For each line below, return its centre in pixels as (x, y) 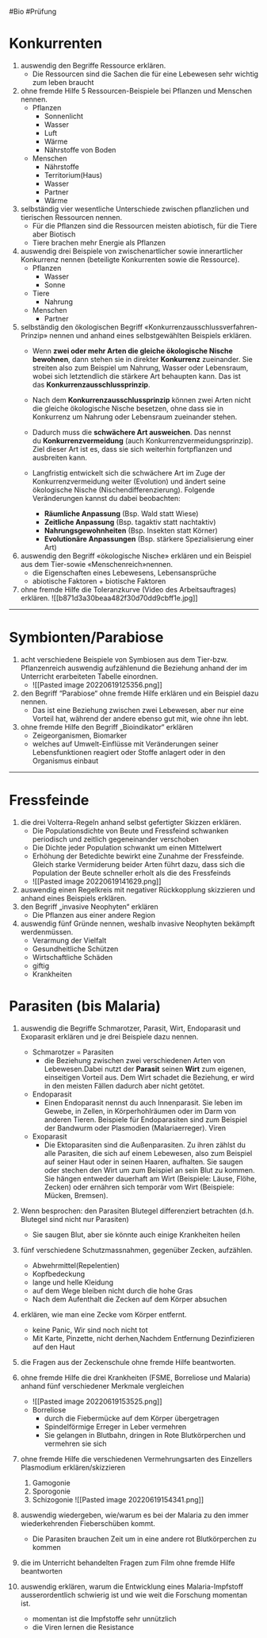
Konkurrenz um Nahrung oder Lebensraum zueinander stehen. (135, 417)
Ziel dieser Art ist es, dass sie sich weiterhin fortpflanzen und (132, 449)
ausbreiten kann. (60, 457)
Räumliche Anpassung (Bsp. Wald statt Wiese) (121, 513)
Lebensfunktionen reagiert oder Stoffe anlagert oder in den (129, 752)
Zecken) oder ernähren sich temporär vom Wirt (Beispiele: (139, 1187)
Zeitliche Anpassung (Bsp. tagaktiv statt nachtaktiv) (130, 522)
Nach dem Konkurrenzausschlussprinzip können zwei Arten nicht (141, 399)
